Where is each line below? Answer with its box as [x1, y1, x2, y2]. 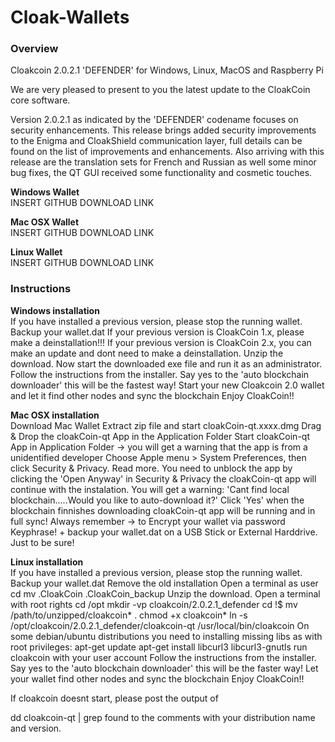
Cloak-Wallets [10, 6, 130, 29]
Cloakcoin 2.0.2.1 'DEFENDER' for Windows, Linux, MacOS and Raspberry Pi [10, 64, 324, 76]
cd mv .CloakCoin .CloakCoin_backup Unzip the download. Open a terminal [10, 587, 321, 600]
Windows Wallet [10, 186, 80, 198]
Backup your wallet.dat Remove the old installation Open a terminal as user [10, 577, 319, 589]
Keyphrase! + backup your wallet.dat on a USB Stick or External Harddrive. [10, 526, 318, 538]
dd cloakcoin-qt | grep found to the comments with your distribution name [10, 711, 316, 723]
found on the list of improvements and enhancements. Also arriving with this [10, 146, 325, 158]
